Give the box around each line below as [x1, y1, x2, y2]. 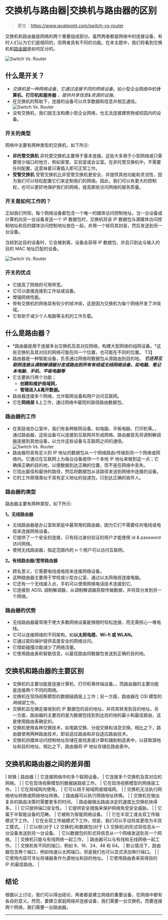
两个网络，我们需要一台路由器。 [5, 904, 71, 910]
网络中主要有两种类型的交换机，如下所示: [5, 142, 90, 148]
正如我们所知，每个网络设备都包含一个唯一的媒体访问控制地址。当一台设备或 [5, 210, 163, 216]
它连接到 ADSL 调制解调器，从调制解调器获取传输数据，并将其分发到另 [12, 587, 158, 593]
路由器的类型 [5, 488, 36, 495]
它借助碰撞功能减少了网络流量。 [12, 644, 78, 650]
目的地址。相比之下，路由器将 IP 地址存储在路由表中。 [21, 743, 133, 749]
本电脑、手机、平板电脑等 [12, 368, 65, 374]
